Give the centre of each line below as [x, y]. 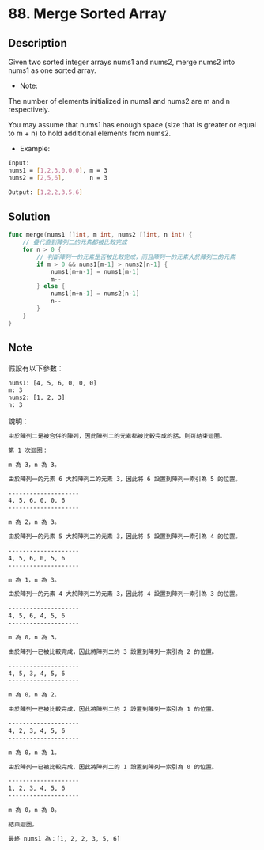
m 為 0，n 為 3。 [34, 637]
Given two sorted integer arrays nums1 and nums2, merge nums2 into [122, 62]
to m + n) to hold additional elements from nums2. [90, 133]
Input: [19, 163]
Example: [35, 148]
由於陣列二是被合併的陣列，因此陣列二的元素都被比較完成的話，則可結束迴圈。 [117, 436]
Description [38, 43]
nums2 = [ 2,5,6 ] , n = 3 [58, 178]
